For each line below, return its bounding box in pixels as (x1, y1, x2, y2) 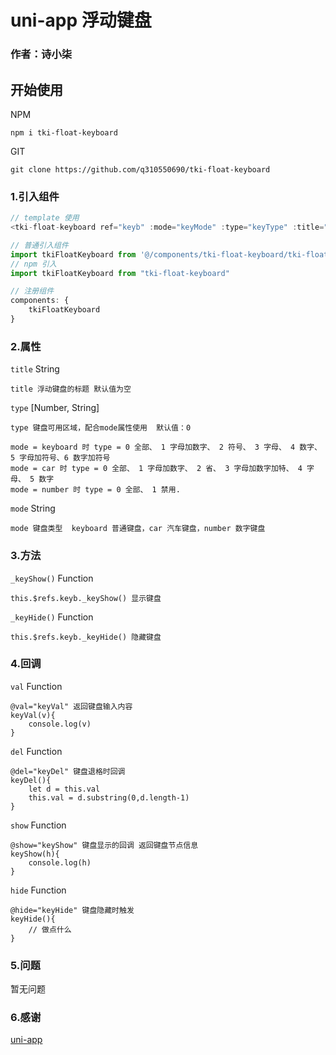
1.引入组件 (10, 189, 60, 203)
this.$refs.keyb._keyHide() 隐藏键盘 (10, 632, 162, 642)
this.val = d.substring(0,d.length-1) (28, 792, 190, 803)
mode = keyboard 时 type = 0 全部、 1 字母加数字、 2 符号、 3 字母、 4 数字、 (10, 442, 322, 453)
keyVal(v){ (10, 710, 56, 720)
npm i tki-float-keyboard (10, 127, 118, 138)
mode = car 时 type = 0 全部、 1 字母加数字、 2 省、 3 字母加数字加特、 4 (10, 464, 303, 474)
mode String (10, 502, 56, 515)
